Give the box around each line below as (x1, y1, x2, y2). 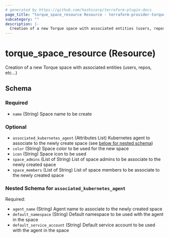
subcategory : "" (5, 17, 39, 22)
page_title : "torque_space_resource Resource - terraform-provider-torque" (5, 12, 167, 17)
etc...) (5, 70, 18, 76)
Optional (5, 123, 27, 130)
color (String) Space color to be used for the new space (12, 145, 129, 151)
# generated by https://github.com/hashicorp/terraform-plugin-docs (5, 7, 152, 13)
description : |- (5, 21, 39, 27)
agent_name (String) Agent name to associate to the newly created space (12, 206, 162, 212)
